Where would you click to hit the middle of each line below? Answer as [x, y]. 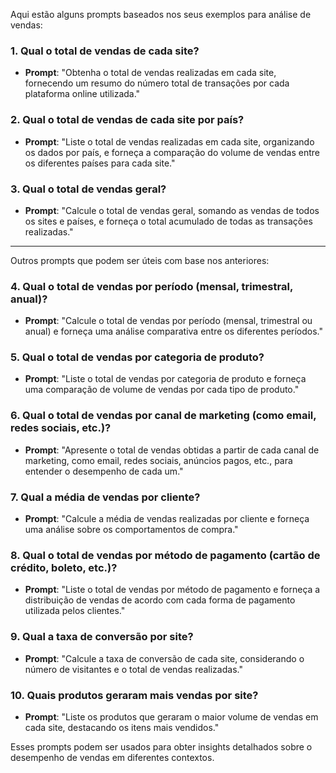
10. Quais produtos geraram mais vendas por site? [134, 695]
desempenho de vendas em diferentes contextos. [112, 757]
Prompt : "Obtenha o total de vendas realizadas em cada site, [150, 73]
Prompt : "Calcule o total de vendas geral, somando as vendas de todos [172, 210]
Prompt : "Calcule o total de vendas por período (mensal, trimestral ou [168, 321]
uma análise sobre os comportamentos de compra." [131, 530]
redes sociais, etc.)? [61, 428]
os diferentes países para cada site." [100, 163]
